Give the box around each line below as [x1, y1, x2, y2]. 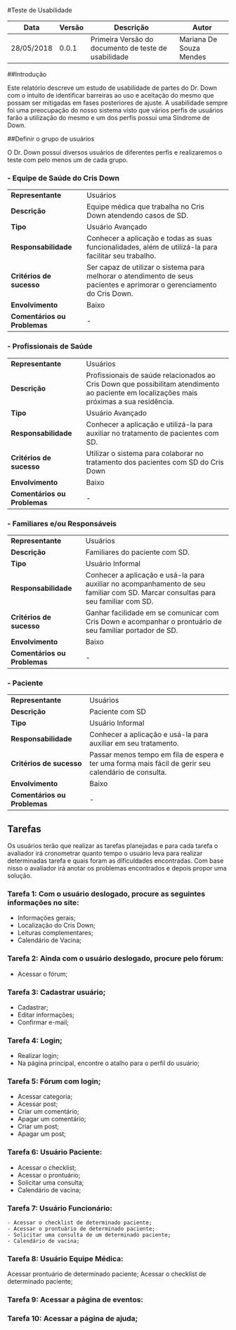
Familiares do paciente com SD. [85, 547, 190, 557]
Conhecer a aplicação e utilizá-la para [86, 419, 213, 429]
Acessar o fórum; [17, 970, 68, 978]
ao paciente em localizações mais [86, 388, 198, 398]
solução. [7, 871, 32, 880]
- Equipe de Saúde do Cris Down [7, 173, 119, 183]
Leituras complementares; [17, 929, 93, 937]
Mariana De [178, 34, 218, 44]
